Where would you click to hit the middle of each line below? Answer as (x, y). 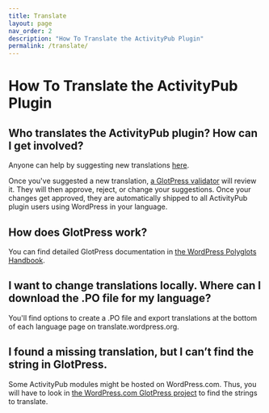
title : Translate (38, 16)
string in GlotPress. (58, 365)
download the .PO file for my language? (110, 298)
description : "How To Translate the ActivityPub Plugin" (106, 38)
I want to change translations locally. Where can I (135, 285)
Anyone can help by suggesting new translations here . (99, 165)
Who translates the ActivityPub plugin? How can (133, 133)
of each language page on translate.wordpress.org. (94, 326)
